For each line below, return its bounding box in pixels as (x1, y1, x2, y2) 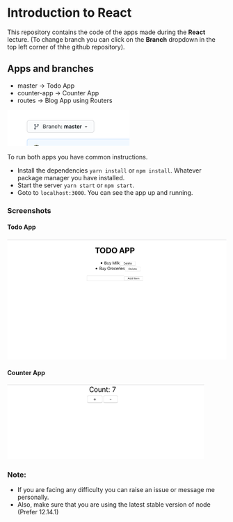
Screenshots (7, 205, 51, 215)
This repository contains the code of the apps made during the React (7, 28, 206, 36)
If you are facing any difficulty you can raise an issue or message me (17, 486, 216, 494)
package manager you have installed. (17, 173, 125, 182)
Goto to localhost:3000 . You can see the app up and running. (17, 188, 193, 196)
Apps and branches (7, 63, 94, 74)
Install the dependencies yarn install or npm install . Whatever (17, 166, 202, 175)
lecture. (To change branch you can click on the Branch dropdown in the (7, 35, 216, 43)
